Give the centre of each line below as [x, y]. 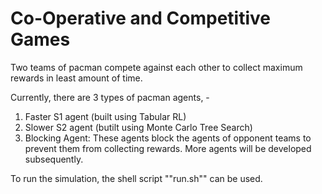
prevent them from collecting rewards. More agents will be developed [168, 148]
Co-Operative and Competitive [140, 18]
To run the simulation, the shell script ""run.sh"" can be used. [136, 178]
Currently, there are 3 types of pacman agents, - [110, 97]
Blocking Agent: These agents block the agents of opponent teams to [168, 138]
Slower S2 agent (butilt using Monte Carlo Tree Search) [138, 127]
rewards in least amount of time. [76, 78]
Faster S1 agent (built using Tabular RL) [105, 116]
